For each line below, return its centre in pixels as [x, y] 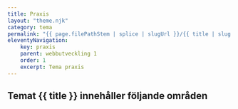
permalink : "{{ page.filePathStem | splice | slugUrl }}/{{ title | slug [119, 34]
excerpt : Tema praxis [52, 67]
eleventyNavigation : [38, 41]
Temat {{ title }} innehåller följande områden [108, 96]
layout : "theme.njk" [38, 21]
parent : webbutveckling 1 [59, 54]
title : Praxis [29, 14]
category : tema [30, 27]
